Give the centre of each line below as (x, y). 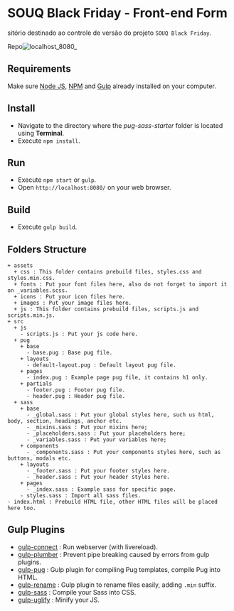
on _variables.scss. (38, 291)
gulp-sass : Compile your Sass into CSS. (77, 592)
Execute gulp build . (47, 227)
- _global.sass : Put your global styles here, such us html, (120, 415)
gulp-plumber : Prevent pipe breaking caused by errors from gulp (113, 554)
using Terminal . (41, 133)
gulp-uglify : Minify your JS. (58, 600)
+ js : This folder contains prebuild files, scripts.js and (106, 309)
